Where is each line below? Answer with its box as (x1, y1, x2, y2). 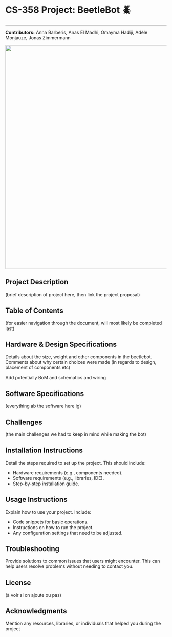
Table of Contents (5, 306, 64, 315)
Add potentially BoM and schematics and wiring (5, 375, 106, 381)
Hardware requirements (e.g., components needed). (12, 469, 123, 476)
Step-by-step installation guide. (12, 480, 79, 487)
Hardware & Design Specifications (5, 340, 117, 348)
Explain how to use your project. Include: (5, 509, 91, 515)
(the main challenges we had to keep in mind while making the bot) (5, 431, 147, 437)
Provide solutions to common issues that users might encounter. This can (5, 558, 160, 564)
